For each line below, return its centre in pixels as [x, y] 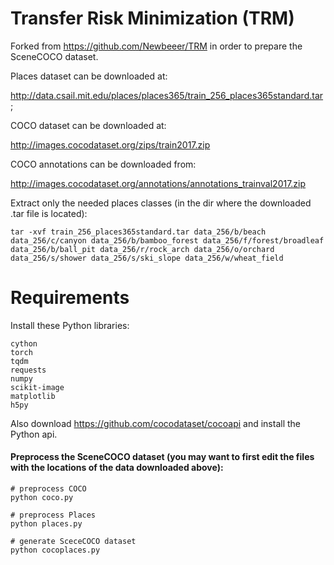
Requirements [70, 298]
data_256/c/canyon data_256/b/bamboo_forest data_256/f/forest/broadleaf [167, 240]
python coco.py [42, 498]
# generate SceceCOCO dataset [73, 542]
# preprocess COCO [48, 489]
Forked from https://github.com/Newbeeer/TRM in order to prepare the [156, 46]
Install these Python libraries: [70, 325]
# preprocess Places [53, 515]
